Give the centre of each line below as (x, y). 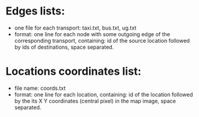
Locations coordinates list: (74, 71)
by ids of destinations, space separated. (64, 47)
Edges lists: (35, 11)
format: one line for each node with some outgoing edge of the (92, 34)
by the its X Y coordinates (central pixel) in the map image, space (95, 101)
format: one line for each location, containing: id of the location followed (103, 94)
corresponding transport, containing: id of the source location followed (102, 40)
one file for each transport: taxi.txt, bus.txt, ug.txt (75, 28)
